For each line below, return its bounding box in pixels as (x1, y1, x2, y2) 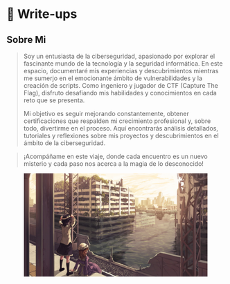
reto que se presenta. (23, 96, 85, 104)
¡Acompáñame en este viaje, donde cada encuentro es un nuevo (23, 152, 209, 160)
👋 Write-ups (6, 6, 78, 22)
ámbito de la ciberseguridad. (23, 139, 106, 147)
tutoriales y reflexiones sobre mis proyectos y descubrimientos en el (23, 131, 219, 140)
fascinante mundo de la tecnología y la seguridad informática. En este (23, 59, 223, 68)
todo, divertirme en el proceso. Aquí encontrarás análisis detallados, (23, 124, 219, 132)
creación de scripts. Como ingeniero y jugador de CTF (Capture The (23, 82, 219, 89)
